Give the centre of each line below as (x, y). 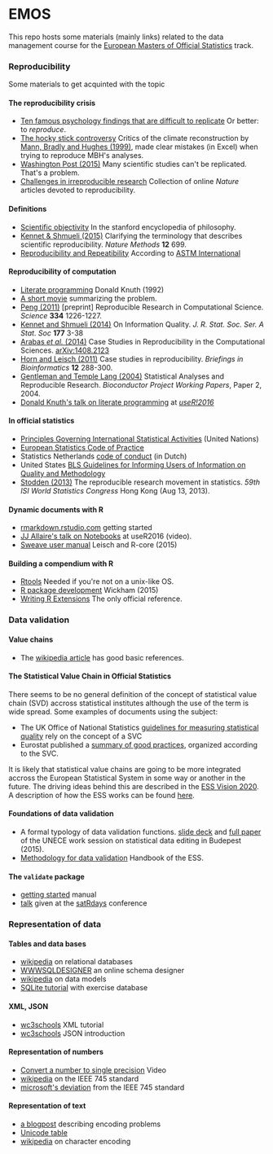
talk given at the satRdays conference (84, 903)
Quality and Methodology (63, 474)
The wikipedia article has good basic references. (102, 657)
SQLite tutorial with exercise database (84, 988)
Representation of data (55, 924)
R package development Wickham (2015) (89, 590)
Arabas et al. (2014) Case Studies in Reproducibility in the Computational (143, 341)
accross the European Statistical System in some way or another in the (127, 778)
